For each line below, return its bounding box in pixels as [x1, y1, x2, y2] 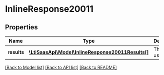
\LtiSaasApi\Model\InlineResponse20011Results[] [28, 49, 149, 55]
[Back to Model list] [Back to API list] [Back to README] [5, 65, 117, 70]
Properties [5, 23, 38, 31]
